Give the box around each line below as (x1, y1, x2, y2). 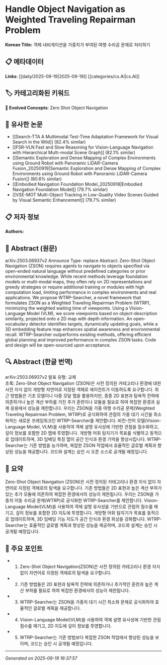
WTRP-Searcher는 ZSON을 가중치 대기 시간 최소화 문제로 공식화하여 (19, 599, 154, 605)
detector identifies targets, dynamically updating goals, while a (29, 321, 158, 327)
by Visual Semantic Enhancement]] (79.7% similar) (12, 197, 116, 203)
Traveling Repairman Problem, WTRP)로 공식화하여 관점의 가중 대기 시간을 (5, 411, 153, 417)
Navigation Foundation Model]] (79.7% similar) (12, 186, 108, 192)
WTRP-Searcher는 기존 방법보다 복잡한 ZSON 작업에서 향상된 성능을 (19, 635, 154, 641)
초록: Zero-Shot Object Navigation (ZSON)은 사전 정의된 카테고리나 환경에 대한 (5, 380, 162, 386)
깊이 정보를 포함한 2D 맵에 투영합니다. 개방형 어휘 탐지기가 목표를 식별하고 (5, 430, 149, 436)
